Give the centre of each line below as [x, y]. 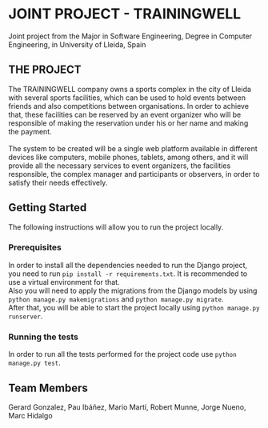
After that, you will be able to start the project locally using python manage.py [134, 307]
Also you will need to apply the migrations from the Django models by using [133, 290]
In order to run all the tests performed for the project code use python [123, 354]
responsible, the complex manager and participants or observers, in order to [134, 174]
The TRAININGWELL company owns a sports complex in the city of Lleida [130, 89]
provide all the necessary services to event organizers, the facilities [120, 166]
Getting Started [48, 208]
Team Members [48, 388]
